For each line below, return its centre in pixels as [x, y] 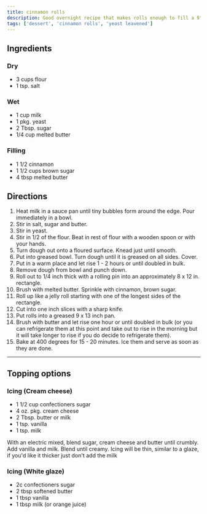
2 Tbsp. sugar [33, 128]
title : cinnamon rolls [36, 12]
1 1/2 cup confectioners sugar [53, 405]
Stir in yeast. [32, 231]
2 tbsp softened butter [44, 491]
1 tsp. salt [28, 86]
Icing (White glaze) [36, 472]
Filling [16, 151]
